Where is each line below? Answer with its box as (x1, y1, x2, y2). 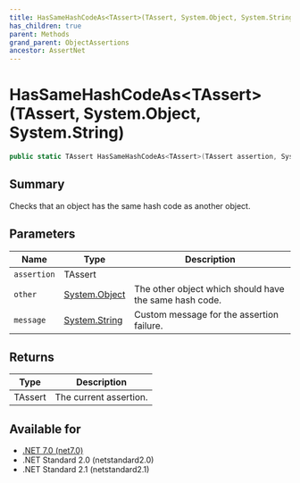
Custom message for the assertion (133, 308, 279, 321)
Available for (9, 421, 82, 437)
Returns (9, 349, 55, 364)
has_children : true (9, 21, 82, 30)
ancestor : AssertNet (9, 46, 87, 55)
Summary (9, 177, 65, 192)
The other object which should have (133, 282, 285, 295)
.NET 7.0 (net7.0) (21, 446, 84, 456)
